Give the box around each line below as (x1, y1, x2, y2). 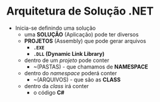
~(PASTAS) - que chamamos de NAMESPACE (33, 63, 148, 70)
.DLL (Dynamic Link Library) (33, 50, 105, 57)
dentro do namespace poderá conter (24, 69, 117, 76)
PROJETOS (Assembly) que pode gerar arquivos (24, 37, 147, 44)
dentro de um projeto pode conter (24, 56, 110, 64)
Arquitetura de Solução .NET (6, 4, 154, 18)
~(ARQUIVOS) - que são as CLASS (33, 76, 121, 83)
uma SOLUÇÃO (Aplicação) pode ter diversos (24, 30, 139, 38)
